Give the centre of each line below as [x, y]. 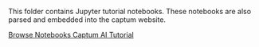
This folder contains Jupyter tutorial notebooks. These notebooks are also [130, 11]
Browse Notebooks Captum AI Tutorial [71, 35]
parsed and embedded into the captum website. [87, 20]
